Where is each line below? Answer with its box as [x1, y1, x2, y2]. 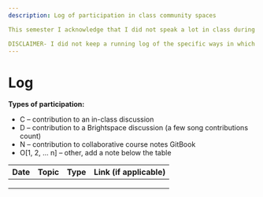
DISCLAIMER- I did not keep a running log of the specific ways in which [8, 40, 256, 48]
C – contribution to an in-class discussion [19, 115, 154, 124]
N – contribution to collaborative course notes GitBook [19, 140, 196, 149]
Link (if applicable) [94, 166, 166, 177]
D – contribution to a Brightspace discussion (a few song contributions [19, 123, 249, 133]
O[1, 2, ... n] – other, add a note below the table [19, 148, 172, 158]
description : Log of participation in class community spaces [8, 11, 217, 20]
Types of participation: [8, 100, 85, 109]
